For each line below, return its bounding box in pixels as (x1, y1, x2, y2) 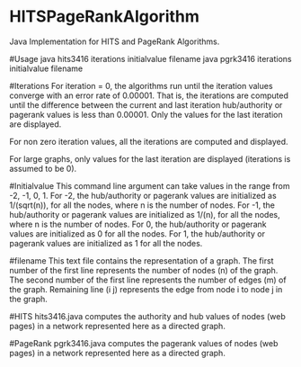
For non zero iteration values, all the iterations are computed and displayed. (9, 136, 289, 147)
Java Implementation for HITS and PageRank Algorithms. (9, 36, 220, 47)
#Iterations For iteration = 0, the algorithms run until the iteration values (9, 80, 273, 91)
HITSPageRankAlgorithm (9, 6, 200, 27)
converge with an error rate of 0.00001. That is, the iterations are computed (9, 90, 289, 101)
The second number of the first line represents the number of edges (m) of (9, 274, 287, 285)
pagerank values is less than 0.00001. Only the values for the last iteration (9, 109, 283, 120)
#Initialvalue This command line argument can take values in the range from (9, 180, 290, 191)
